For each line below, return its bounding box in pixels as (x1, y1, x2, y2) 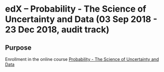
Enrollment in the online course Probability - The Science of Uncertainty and (5, 56, 159, 62)
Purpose (5, 43, 32, 52)
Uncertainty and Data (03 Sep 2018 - (5, 14, 158, 25)
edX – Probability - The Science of (5, 3, 147, 15)
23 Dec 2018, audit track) (5, 24, 110, 35)
